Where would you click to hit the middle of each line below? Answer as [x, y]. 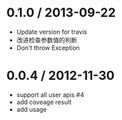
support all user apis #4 [50, 94]
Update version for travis [52, 32]
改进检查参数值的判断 [47, 40]
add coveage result [44, 102]
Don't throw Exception [48, 48]
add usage [32, 109]
